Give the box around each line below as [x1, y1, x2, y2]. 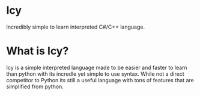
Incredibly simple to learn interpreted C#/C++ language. [6, 23, 145, 30]
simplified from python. [6, 83, 64, 90]
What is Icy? [6, 44, 69, 58]
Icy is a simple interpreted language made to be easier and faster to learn [6, 64, 187, 71]
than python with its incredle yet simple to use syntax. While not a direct [6, 70, 184, 78]
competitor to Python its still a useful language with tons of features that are [6, 76, 194, 83]
